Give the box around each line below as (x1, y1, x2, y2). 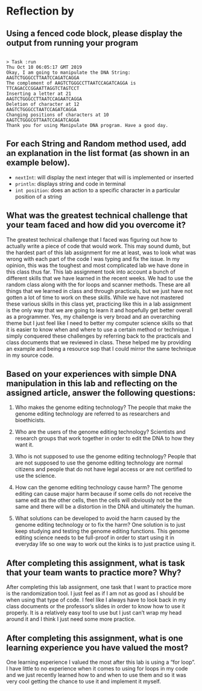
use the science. (14, 472, 56, 480)
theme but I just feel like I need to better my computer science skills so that (6, 319, 193, 327)
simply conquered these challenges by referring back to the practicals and (6, 332, 192, 339)
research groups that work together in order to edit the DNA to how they (14, 435, 195, 442)
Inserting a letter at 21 (6, 91, 71, 97)
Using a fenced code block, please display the (6, 28, 183, 39)
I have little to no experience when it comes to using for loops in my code (6, 665, 188, 672)
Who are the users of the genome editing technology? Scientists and (14, 428, 186, 435)
